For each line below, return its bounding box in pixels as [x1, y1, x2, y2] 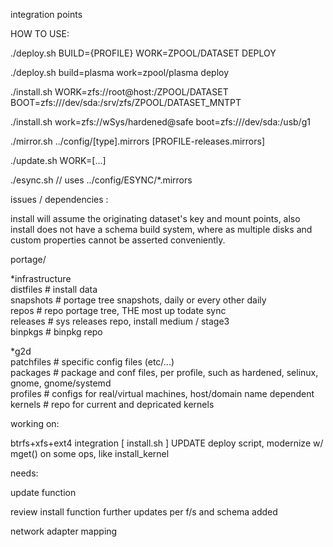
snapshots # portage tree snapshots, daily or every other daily [10, 294, 267, 306]
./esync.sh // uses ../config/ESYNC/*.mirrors [10, 174, 193, 186]
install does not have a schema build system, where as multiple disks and [10, 224, 313, 235]
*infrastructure [10, 273, 72, 284]
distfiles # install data [10, 284, 98, 295]
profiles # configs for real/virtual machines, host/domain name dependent [10, 388, 315, 399]
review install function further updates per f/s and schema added [10, 506, 278, 518]
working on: [10, 418, 60, 429]
